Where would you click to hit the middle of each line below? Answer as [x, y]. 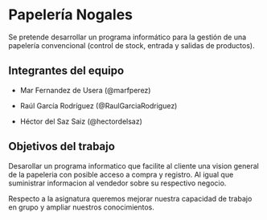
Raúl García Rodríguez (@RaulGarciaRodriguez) [99, 105]
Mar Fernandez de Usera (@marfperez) [85, 90]
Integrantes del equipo [66, 71]
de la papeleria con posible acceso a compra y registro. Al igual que [121, 174]
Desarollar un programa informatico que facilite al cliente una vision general [133, 165]
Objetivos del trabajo [62, 147]
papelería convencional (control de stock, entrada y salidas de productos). [131, 45]
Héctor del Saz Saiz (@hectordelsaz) [81, 121]
